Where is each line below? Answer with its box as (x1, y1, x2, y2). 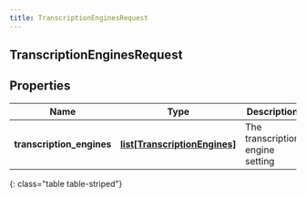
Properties (9, 78, 71, 94)
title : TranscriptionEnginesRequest (9, 13, 148, 23)
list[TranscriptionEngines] (119, 138, 237, 151)
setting (245, 154, 275, 167)
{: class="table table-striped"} (9, 178, 123, 189)
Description (246, 105, 299, 118)
